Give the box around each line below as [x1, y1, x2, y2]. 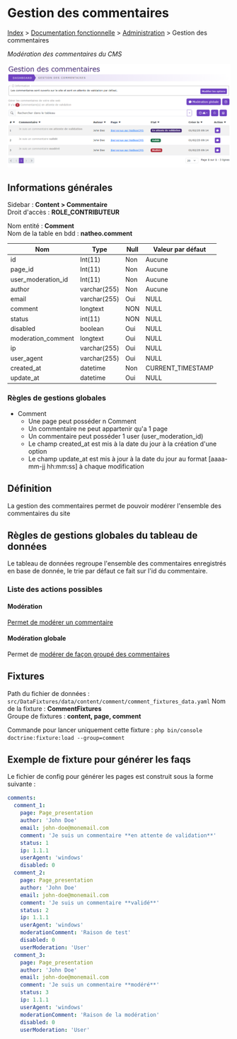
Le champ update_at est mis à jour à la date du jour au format [28, 454, 207, 463]
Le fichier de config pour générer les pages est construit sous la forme [7, 773, 214, 781]
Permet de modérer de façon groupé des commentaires [7, 650, 170, 658]
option [28, 447, 47, 455]
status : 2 [20, 906, 50, 914]
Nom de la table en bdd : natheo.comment [7, 229, 133, 238]
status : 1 [20, 839, 50, 846]
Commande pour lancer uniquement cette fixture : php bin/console [7, 725, 203, 734]
